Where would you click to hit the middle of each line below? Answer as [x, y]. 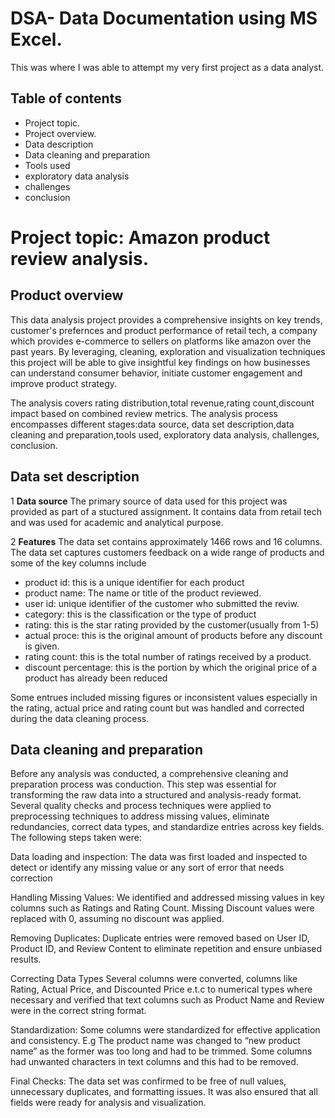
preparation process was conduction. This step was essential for [143, 784]
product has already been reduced [96, 678]
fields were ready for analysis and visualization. [108, 1103]
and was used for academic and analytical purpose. [117, 522]
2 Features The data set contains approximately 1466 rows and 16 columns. [166, 541]
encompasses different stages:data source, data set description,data [152, 424]
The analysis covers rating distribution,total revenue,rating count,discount [162, 403]
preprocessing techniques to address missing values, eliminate [140, 816]
